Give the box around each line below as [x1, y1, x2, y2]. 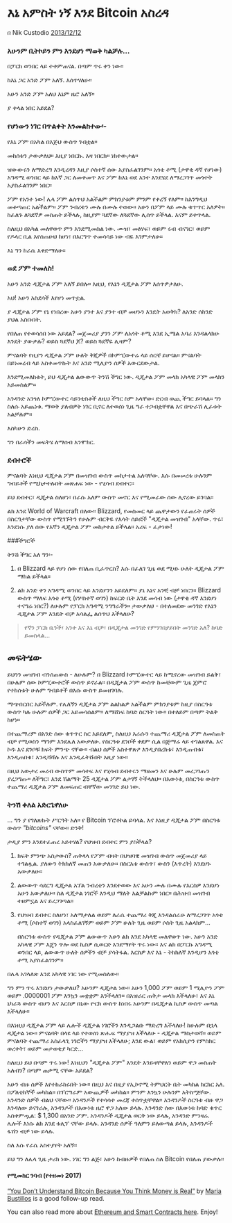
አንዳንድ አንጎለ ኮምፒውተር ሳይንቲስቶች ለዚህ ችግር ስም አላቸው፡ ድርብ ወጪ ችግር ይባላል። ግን [7, 394, 222, 403]
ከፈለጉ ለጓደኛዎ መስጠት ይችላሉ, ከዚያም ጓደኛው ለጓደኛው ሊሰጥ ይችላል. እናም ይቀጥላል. [7, 210, 211, 218]
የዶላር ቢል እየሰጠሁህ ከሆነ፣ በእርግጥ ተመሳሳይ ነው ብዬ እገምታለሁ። [7, 232, 163, 241]
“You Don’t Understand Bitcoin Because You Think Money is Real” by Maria [7, 1187, 222, 1195]
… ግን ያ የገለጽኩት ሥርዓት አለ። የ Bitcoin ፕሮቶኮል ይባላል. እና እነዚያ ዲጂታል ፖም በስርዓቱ [7, 816, 221, 825]
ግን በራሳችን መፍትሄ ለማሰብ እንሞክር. [7, 437, 96, 446]
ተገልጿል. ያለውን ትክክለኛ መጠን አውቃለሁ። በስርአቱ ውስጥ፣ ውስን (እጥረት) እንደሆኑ [17, 859, 211, 868]
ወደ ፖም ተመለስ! [7, 264, 55, 273]
